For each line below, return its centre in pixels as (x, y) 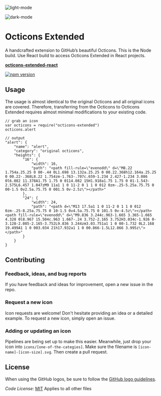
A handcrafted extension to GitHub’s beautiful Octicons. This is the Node (78, 50)
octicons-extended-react (31, 65)
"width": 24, (44, 202)
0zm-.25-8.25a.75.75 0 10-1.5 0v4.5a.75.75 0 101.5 (59, 211)
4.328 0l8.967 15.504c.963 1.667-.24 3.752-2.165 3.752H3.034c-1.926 (78, 219)
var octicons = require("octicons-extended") (52, 125)
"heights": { (27, 155)
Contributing (25, 260)
